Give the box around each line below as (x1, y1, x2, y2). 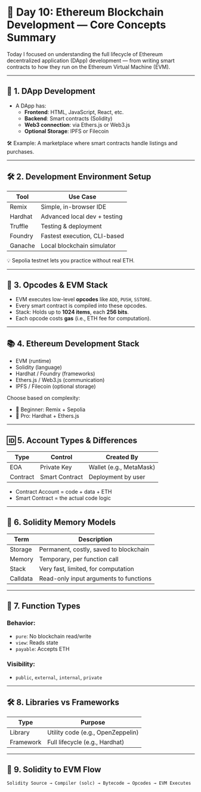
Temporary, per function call (39, 555, 119, 563)
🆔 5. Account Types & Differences (7, 435, 138, 445)
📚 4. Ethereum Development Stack (7, 338, 140, 348)
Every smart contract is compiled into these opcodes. (15, 302, 147, 310)
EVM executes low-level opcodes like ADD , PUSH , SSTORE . (15, 296, 152, 303)
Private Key (40, 463, 72, 471)
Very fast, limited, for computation (39, 564, 134, 573)
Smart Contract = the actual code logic (15, 494, 111, 502)
